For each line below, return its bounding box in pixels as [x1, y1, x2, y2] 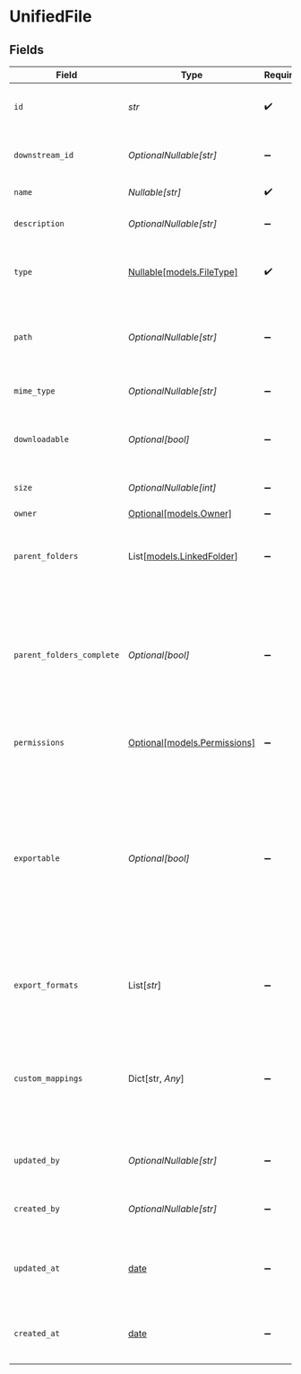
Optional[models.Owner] [128, 508, 233, 519]
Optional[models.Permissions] [128, 737, 256, 749]
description [13, 218, 65, 228]
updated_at [13, 1263, 60, 1273]
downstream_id [13, 150, 74, 160]
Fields [9, 42, 45, 58]
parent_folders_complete [13, 650, 120, 660]
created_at [13, 1328, 60, 1338]
